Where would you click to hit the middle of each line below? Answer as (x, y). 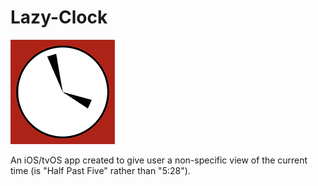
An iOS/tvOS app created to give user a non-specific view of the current (159, 160)
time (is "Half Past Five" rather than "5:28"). (100, 170)
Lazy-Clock (59, 17)
